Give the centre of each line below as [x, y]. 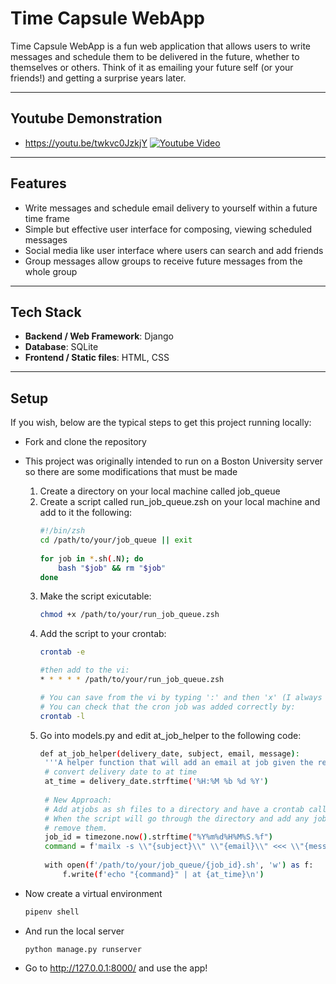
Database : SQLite [61, 347]
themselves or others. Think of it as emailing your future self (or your [152, 67]
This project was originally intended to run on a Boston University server [173, 461]
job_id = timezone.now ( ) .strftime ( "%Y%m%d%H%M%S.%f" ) [158, 837]
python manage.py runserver [83, 949]
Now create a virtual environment [93, 893]
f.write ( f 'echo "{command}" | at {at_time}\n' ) [163, 874]
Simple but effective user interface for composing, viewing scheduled [168, 229]
